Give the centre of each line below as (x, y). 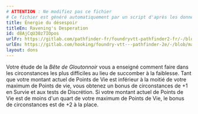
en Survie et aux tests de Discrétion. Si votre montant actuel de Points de (95, 92)
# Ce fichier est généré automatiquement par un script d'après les (92, 17)
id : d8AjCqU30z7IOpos (33, 34)
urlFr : (14, 39)
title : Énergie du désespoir (42, 22)
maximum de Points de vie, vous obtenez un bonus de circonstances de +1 (97, 86)
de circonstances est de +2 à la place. (52, 105)
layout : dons (22, 50)
